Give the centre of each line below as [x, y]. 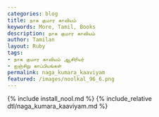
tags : [15, 53]
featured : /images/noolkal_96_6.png [61, 79]
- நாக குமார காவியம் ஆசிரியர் [46, 60]
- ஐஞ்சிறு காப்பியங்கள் [34, 66]
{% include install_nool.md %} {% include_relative [80, 99]
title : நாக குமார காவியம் [42, 20]
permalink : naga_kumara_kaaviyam [56, 72]
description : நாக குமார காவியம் [51, 33]
